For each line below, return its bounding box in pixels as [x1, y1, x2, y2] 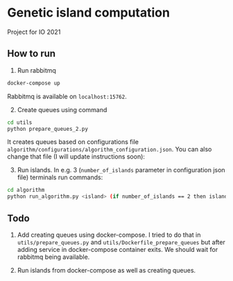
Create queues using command [17, 105, 107, 114]
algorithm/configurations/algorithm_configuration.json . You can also [7, 145, 212, 154]
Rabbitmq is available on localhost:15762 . [7, 92, 127, 100]
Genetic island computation [7, 5, 170, 21]
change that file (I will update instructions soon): [7, 152, 146, 161]
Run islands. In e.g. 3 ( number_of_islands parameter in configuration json [17, 166, 225, 174]
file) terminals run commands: [17, 173, 103, 181]
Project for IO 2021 [7, 28, 61, 36]
